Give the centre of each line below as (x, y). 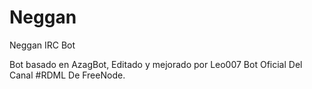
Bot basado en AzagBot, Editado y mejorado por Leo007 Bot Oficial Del (156, 64)
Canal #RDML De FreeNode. (67, 75)
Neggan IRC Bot (42, 45)
